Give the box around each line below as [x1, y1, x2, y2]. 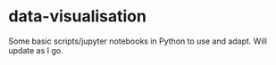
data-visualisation [8, 6, 146, 27]
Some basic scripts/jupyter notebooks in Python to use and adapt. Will [8, 36, 267, 46]
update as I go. [8, 45, 63, 55]
